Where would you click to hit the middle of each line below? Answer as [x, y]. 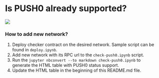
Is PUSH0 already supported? [66, 8]
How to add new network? [36, 34]
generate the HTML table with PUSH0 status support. [65, 65]
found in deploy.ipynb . [35, 50]
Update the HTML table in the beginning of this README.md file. [77, 70]
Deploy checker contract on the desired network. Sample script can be [83, 45]
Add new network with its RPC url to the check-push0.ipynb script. [78, 55]
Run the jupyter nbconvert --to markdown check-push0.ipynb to [76, 60]
